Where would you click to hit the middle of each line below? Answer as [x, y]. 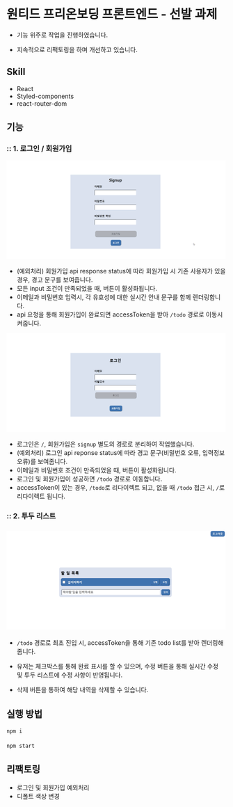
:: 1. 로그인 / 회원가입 [39, 149]
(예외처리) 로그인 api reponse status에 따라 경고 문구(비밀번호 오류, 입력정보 [121, 453]
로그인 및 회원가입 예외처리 [53, 788]
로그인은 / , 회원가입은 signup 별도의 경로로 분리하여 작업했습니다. [105, 444]
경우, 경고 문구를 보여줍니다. [55, 280]
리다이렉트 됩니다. [41, 496]
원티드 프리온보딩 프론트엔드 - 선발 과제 [112, 14]
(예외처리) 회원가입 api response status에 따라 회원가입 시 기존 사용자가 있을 [121, 271]
